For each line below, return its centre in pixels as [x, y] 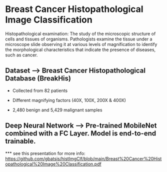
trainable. [20, 141]
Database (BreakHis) [38, 78]
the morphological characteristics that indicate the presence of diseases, [80, 49]
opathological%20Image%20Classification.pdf [53, 164]
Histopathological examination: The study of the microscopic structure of [80, 33]
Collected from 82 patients [40, 90]
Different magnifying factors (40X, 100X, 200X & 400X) [69, 100]
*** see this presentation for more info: [45, 153]
